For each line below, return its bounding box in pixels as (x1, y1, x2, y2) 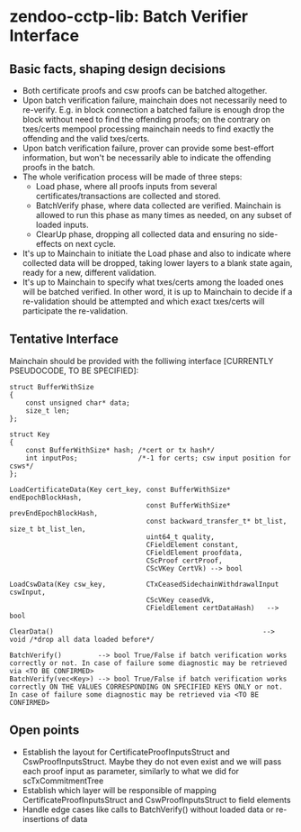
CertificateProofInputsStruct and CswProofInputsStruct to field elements (22, 794, 291, 805)
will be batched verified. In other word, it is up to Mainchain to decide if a (22, 287, 293, 297)
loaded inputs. (35, 219, 89, 230)
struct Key (9, 430, 50, 439)
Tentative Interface (9, 332, 119, 347)
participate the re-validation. (22, 306, 128, 316)
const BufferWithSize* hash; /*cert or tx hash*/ (25, 445, 216, 454)
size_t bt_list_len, (9, 525, 87, 534)
